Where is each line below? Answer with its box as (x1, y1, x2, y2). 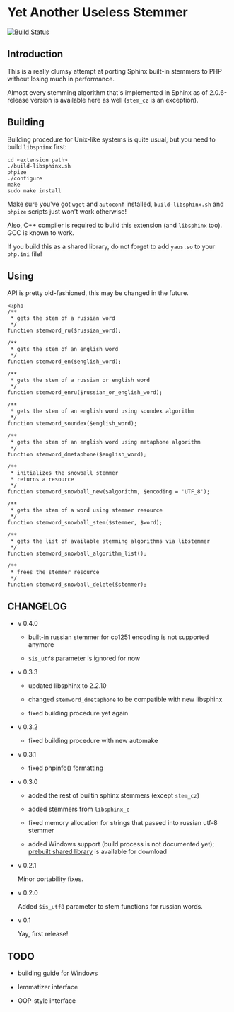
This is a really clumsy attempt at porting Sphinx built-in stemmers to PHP (7, 67, 223, 75)
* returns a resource (10, 476, 74, 483)
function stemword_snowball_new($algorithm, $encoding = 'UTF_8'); (7, 488, 211, 495)
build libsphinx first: (7, 142, 67, 151)
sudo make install (7, 187, 62, 195)
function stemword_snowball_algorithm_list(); (7, 550, 147, 558)
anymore (28, 640, 54, 649)
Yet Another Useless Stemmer (7, 4, 189, 21)
